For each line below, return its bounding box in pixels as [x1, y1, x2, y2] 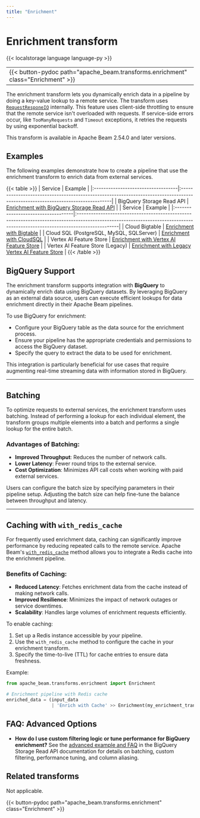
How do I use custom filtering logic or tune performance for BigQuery [14, 735, 190, 742]
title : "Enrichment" [6, 8, 58, 15]
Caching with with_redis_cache [6, 520, 123, 530]
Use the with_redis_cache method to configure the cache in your [14, 638, 174, 646]
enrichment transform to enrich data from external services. [6, 173, 154, 181]
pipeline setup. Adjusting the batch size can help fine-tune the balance [6, 491, 180, 498]
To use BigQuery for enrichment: [6, 312, 86, 320]
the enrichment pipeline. [6, 555, 66, 562]
